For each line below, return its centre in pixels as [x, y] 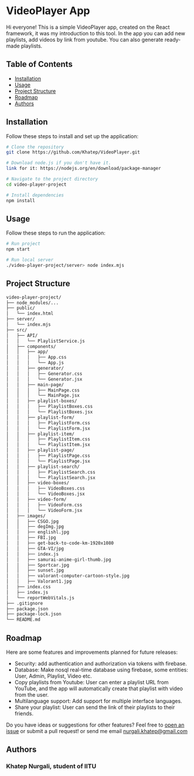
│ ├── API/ [22, 335]
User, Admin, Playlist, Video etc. [53, 676]
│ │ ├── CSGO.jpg [33, 521]
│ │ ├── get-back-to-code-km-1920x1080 [60, 543]
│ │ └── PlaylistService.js [45, 341]
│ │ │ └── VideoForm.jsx [44, 510]
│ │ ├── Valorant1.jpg [39, 581]
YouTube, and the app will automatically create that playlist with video [99, 688]
